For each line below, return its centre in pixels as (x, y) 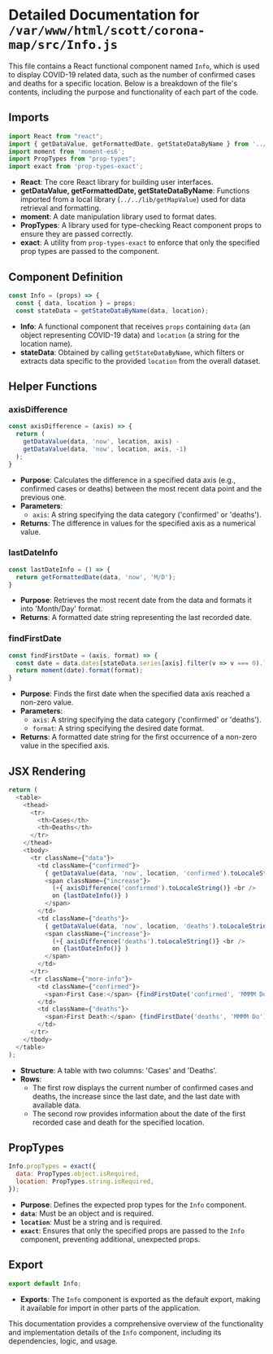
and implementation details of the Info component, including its (115, 1332)
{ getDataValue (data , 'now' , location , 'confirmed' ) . (137, 873)
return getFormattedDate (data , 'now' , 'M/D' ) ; (96, 577)
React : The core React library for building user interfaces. (117, 182)
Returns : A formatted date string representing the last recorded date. (136, 618)
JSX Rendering (47, 771)
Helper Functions (53, 386)
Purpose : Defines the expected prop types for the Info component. (133, 1204)
